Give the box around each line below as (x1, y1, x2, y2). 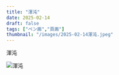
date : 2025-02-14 (6, 15, 50, 21)
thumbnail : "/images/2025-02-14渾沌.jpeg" (6, 32, 114, 38)
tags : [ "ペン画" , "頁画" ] (6, 26, 65, 32)
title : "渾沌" (6, 9, 41, 15)
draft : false (6, 20, 39, 26)
